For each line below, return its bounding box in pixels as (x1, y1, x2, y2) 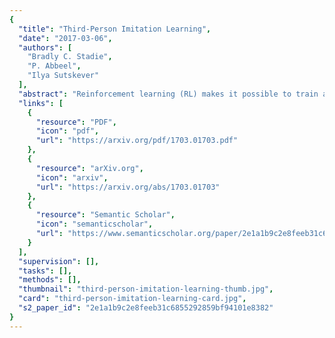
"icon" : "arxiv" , (35, 172, 109, 183)
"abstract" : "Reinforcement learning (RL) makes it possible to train (18, 89, 319, 99)
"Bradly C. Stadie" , (27, 52, 113, 62)
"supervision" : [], (18, 256, 100, 266)
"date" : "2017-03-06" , (18, 33, 113, 43)
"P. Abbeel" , (27, 61, 82, 71)
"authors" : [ (18, 42, 73, 53)
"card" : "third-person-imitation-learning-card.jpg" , (18, 294, 247, 304)
